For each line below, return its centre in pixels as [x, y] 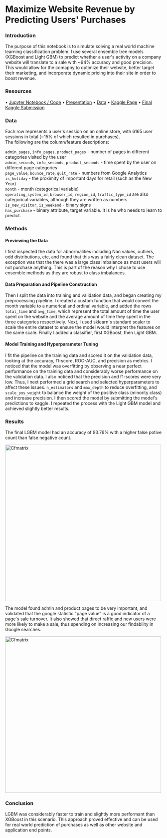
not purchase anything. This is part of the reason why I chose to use [75, 268]
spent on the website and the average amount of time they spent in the [78, 317]
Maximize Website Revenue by [70, 9]
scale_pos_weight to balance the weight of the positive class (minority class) [83, 392]
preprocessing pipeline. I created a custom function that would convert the [82, 301]
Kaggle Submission [25, 107]
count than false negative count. [38, 438]
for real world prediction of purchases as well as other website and [74, 825]
